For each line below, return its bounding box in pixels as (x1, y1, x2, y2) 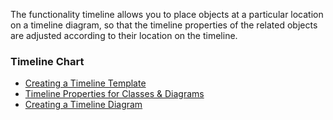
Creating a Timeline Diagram (24, 99, 143, 111)
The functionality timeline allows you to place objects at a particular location (10, 9, 324, 20)
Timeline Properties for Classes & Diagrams (24, 88, 205, 100)
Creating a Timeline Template (24, 77, 147, 89)
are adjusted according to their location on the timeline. (10, 30, 238, 41)
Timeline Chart (10, 54, 85, 68)
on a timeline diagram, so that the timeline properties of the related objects (10, 19, 318, 31)
